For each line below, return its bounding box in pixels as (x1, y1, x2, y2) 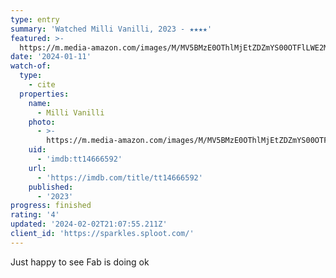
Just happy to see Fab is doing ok (10, 256, 150, 268)
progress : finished (10, 201, 92, 211)
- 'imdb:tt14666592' (36, 154, 123, 164)
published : (28, 182, 74, 192)
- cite (28, 80, 56, 90)
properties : (19, 89, 70, 99)
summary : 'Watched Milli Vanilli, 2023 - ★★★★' (10, 24, 213, 34)
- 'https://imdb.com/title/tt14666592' (36, 172, 203, 183)
